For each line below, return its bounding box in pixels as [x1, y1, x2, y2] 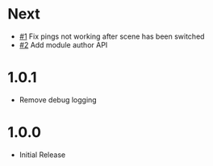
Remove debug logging [19, 94, 98, 105]
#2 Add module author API [19, 39, 108, 49]
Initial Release [19, 150, 66, 160]
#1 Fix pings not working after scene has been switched [19, 31, 205, 41]
